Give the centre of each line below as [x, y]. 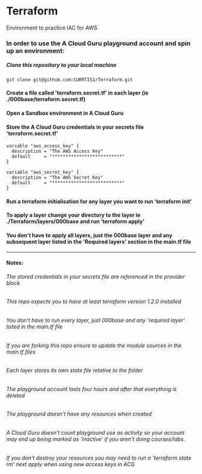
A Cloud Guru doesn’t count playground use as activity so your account [96, 433]
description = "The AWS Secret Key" [57, 178]
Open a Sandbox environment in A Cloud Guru [65, 113]
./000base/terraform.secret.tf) [46, 99]
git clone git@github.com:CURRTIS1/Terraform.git [70, 79]
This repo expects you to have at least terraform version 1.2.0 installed [94, 301]
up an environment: [35, 51]
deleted [16, 395]
